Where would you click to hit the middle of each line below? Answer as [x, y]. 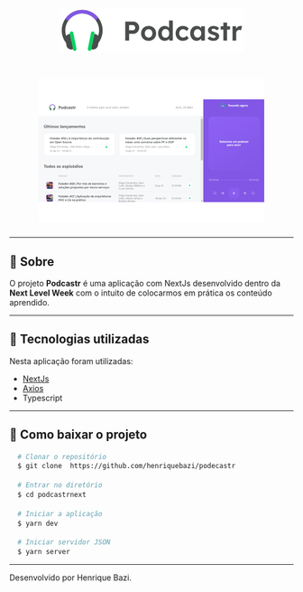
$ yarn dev [38, 523]
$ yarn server [44, 552]
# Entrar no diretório [60, 485]
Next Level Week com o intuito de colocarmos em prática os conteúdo [141, 293]
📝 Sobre [32, 262]
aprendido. [29, 302]
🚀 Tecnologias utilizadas [79, 339]
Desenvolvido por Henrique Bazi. [71, 578]
